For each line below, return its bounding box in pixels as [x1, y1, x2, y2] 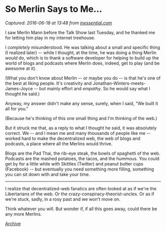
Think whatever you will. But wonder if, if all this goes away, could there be [5, 206, 157, 212]
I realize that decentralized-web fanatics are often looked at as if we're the [5, 185, 157, 191]
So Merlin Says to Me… [5, 3, 102, 15]
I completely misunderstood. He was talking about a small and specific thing [5, 44, 161, 50]
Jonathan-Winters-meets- [92, 80, 146, 86]
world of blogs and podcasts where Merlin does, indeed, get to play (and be [5, 60, 160, 66]
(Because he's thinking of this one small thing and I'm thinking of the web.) [5, 115, 158, 121]
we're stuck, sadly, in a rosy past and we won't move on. [5, 196, 121, 202]
